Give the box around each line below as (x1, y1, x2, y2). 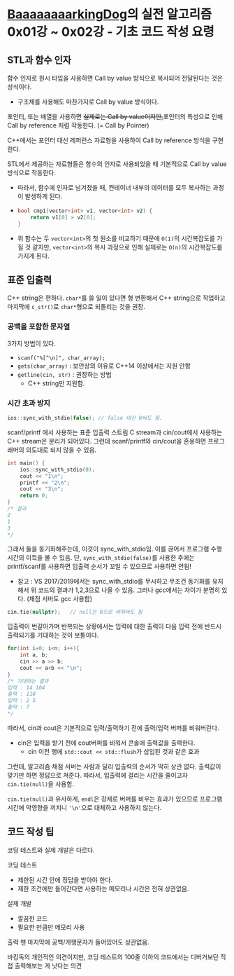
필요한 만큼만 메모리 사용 (17, 923, 85, 931)
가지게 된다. (17, 252, 50, 260)
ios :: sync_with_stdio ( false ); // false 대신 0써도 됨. (7, 415, 163, 422)
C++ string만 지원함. (27, 379, 85, 387)
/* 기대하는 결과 (7, 678, 49, 685)
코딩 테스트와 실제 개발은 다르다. (7, 846, 96, 854)
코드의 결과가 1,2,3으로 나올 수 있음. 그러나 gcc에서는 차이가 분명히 (38, 586, 220, 594)
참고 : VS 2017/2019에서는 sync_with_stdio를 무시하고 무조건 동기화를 (17, 577, 211, 586)
